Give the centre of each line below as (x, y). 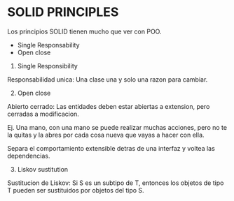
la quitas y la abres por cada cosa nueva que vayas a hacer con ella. (106, 135)
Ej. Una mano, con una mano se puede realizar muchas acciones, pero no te (117, 127)
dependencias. (29, 156)
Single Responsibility (48, 66)
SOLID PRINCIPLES (63, 12)
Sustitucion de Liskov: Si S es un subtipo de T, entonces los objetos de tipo (116, 183)
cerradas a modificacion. (43, 114)
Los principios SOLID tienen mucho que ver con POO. (84, 31)
